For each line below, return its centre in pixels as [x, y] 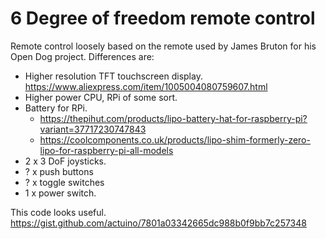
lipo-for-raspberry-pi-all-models [106, 150]
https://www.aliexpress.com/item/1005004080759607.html [146, 86]
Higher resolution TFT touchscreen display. [113, 76]
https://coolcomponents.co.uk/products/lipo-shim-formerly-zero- [175, 139]
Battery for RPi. [56, 108]
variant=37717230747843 [93, 129]
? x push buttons [59, 171]
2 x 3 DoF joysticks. [65, 161]
